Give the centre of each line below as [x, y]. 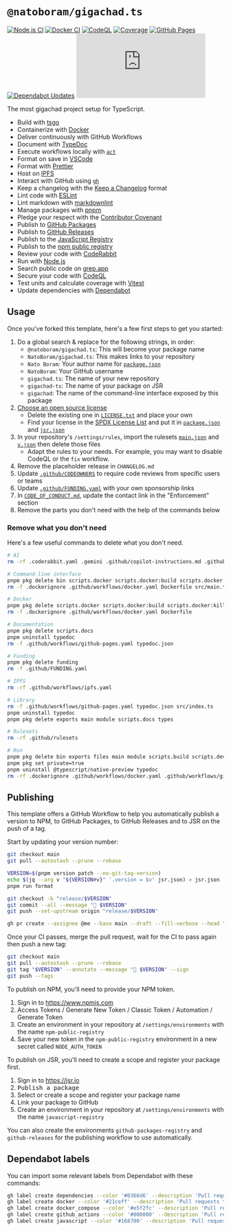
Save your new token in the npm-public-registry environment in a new [117, 1039]
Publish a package [48, 1088]
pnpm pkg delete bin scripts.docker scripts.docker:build [92, 580]
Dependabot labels [48, 1159]
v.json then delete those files [59, 444]
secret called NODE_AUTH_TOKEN [59, 1046]
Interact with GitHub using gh [58, 180]
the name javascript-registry [60, 1117]
